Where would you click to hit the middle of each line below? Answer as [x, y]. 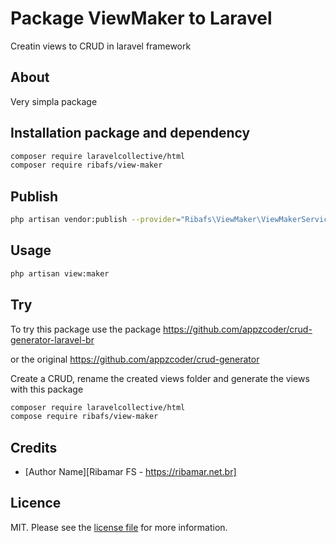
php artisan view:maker [60, 273]
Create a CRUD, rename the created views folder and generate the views [160, 378]
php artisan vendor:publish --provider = [96, 220]
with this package [47, 389]
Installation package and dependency [130, 133]
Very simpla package [54, 101]
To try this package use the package [86, 329]
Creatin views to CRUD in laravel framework [101, 46]
